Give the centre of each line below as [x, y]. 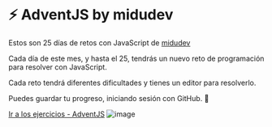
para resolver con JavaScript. [58, 67]
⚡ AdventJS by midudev [91, 15]
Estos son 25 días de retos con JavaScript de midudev [99, 42]
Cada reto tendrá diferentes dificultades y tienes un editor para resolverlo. [132, 83]
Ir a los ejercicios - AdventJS [57, 114]
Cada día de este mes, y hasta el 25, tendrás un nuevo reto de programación [136, 58]
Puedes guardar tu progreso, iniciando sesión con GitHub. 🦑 [109, 98]
